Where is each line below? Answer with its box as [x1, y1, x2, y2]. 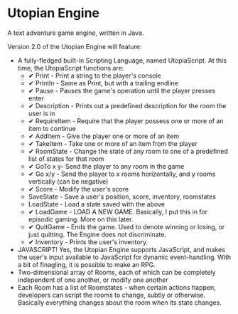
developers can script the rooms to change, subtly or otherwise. [17, 291, 206, 299]
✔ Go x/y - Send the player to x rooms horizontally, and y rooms [28, 169, 216, 178]
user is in [28, 109, 55, 117]
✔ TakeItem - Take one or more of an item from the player [28, 139, 198, 147]
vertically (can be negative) [28, 177, 109, 186]
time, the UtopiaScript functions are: [17, 63, 124, 72]
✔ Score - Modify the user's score [28, 184, 129, 193]
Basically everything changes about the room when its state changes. [17, 298, 222, 307]
